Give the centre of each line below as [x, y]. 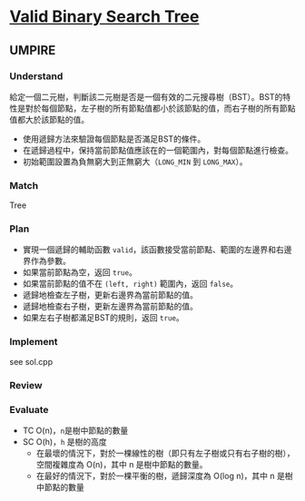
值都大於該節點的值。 [49, 119]
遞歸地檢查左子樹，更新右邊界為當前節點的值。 [110, 295]
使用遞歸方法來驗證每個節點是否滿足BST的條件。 [114, 139]
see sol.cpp [31, 361]
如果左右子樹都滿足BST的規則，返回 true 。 [103, 318]
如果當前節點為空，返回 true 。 [80, 272]
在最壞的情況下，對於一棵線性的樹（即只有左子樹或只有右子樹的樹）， [165, 453]
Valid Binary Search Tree [104, 17]
